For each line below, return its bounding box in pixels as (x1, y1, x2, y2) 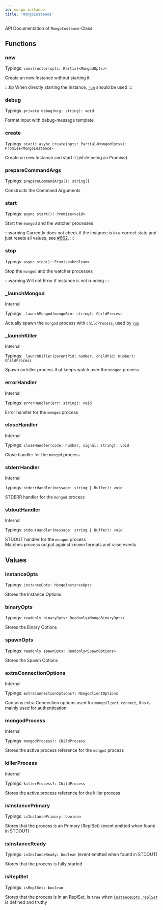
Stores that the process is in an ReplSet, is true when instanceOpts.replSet (5, 894, 158, 900)
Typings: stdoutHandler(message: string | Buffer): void (5, 527, 123, 533)
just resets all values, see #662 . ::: (5, 235, 75, 241)
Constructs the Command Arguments (5, 188, 81, 193)
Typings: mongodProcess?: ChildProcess (5, 738, 85, 744)
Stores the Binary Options (5, 624, 57, 630)
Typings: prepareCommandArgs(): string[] (5, 178, 90, 184)
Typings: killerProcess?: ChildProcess (5, 780, 85, 786)
